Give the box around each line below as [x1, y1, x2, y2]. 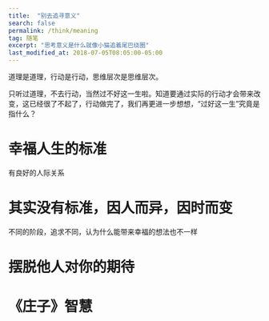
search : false [8, 19, 56, 27]
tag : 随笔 [8, 34, 38, 42]
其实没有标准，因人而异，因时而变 [8, 199, 234, 217]
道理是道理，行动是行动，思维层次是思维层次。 [8, 72, 163, 81]
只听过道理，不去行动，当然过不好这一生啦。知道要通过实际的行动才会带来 [8, 89, 254, 98]
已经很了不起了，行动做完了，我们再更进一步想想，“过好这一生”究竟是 [29, 99, 260, 108]
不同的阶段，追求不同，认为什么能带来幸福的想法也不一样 [8, 227, 198, 236]
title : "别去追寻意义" [8, 11, 80, 20]
